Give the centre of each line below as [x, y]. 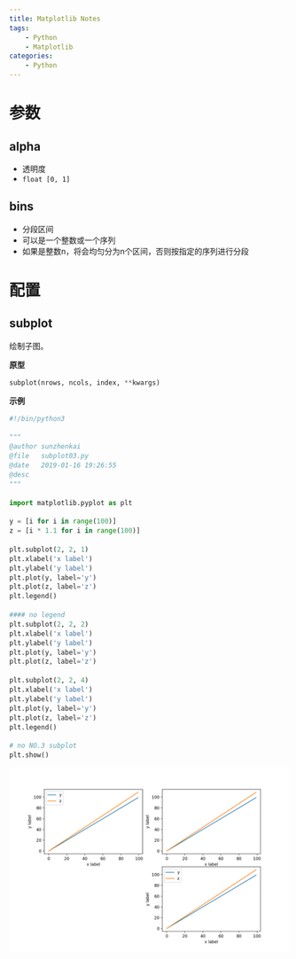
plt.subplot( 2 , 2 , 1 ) [49, 550]
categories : [31, 56]
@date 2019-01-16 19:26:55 [63, 465]
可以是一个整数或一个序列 [69, 240]
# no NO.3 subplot [43, 746]
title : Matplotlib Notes [55, 19]
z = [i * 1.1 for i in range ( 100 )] [75, 531]
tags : [19, 28]
